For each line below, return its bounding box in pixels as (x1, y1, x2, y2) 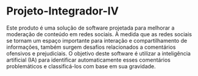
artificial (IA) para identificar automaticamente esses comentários (6, 56, 171, 63)
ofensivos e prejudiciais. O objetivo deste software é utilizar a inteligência (6, 49, 191, 57)
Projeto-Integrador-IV (6, 4, 119, 18)
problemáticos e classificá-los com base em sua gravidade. (6, 62, 157, 70)
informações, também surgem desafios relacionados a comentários (6, 43, 176, 51)
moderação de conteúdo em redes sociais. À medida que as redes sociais (6, 30, 192, 37)
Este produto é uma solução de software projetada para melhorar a (6, 24, 175, 31)
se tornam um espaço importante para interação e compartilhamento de (6, 37, 188, 44)
